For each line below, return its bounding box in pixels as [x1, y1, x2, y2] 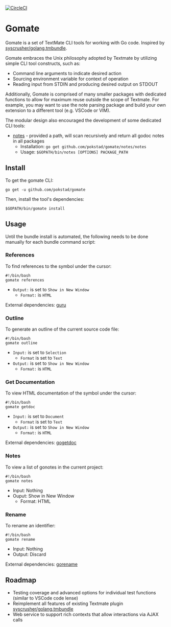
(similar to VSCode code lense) [12, 595, 78, 601]
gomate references [5, 277, 44, 283]
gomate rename [5, 537, 36, 542]
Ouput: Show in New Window [12, 493, 75, 499]
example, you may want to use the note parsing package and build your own [5, 102, 166, 108]
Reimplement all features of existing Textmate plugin [12, 600, 124, 607]
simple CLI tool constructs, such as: [5, 60, 81, 66]
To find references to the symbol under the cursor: [5, 263, 112, 269]
